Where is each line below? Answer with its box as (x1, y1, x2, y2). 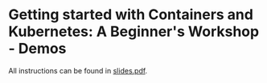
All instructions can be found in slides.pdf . (8, 65, 148, 75)
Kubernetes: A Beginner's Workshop (8, 22, 260, 41)
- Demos (8, 40, 67, 57)
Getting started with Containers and (8, 6, 253, 24)
